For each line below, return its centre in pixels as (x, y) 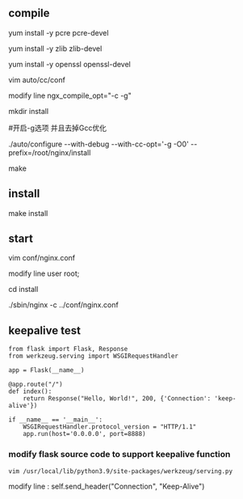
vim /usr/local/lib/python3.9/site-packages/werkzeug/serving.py (120, 471)
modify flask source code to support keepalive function (119, 455)
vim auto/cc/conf (37, 79)
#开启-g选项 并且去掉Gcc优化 (58, 128)
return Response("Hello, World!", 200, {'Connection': (117, 399)
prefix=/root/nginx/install (50, 152)
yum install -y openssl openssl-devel (69, 64)
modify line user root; (44, 273)
